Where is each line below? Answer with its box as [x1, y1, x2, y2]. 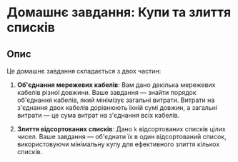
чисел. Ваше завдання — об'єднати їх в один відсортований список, [16, 133, 227, 141]
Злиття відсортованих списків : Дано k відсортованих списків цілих [16, 125, 226, 133]
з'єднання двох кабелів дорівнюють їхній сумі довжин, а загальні [16, 103, 218, 111]
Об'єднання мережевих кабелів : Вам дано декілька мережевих [16, 81, 216, 89]
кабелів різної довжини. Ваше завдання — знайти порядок [16, 88, 197, 96]
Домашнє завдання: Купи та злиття [6, 4, 232, 21]
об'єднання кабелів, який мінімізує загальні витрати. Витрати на [16, 96, 215, 104]
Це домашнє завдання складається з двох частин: [6, 67, 162, 75]
